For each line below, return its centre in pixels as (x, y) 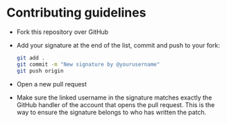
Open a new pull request (52, 84)
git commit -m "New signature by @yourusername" (88, 64)
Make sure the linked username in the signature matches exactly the (114, 97)
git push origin (40, 70)
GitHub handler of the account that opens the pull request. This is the (116, 104)
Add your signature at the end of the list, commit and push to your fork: (118, 45)
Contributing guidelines (76, 13)
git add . (31, 58)
